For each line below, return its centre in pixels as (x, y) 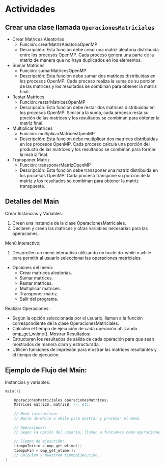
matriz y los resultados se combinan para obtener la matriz (79, 181)
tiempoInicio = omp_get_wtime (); (48, 446)
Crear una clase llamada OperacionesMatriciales (80, 27)
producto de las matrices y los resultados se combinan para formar (87, 149)
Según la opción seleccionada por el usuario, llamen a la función (78, 318)
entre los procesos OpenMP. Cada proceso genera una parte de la (87, 55)
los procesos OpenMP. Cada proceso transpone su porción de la (85, 175)
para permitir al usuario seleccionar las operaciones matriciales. (77, 258)
